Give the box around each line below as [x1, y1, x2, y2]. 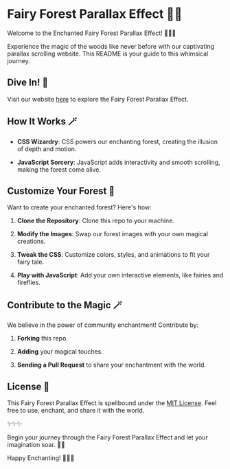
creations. [16, 237, 46, 246]
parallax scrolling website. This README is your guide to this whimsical [7, 49, 209, 58]
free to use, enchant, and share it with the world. [7, 407, 145, 414]
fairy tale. [16, 258, 45, 266]
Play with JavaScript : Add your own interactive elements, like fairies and [16, 271, 224, 279]
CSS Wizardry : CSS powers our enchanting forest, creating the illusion [16, 137, 218, 146]
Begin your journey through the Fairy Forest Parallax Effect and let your [7, 433, 208, 442]
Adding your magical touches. [16, 347, 103, 356]
